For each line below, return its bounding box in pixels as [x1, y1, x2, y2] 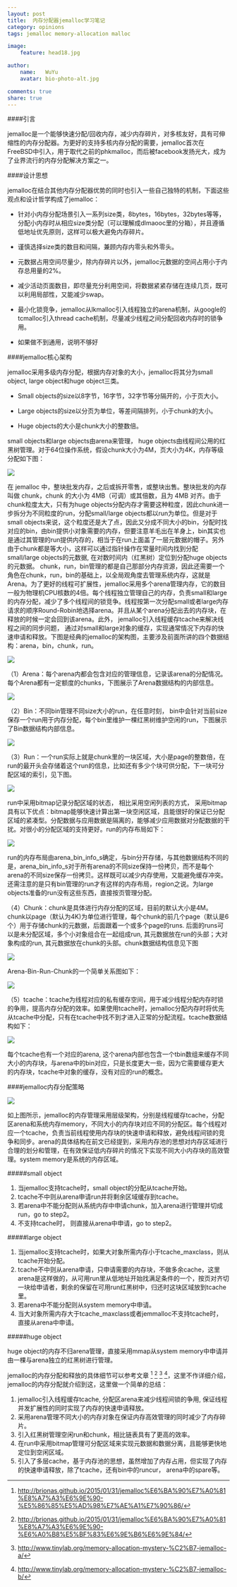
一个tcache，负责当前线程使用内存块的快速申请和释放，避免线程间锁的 [13, 1129, 219, 1137]
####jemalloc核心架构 [7, 353, 73, 361]
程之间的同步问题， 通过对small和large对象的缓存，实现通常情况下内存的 [7, 624, 219, 633]
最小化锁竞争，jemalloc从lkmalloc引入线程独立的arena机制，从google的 [17, 305, 226, 314]
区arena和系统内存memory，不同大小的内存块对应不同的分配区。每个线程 [7, 1120, 221, 1128]
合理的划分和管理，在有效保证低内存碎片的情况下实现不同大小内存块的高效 [7, 1146, 224, 1155]
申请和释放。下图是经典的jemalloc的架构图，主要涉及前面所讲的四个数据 [13, 633, 224, 641]
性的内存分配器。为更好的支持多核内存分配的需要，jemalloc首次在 [13, 138, 205, 147]
